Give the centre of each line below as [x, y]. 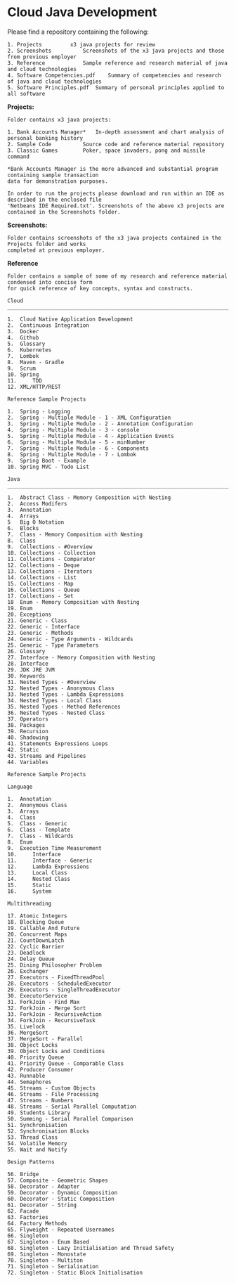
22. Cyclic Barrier [36, 946]
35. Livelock [26, 1026]
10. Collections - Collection [52, 553]
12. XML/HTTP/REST [34, 387]
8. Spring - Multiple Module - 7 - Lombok [72, 454]
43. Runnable [26, 1076]
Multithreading [29, 903]
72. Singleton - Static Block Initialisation [75, 1272]
